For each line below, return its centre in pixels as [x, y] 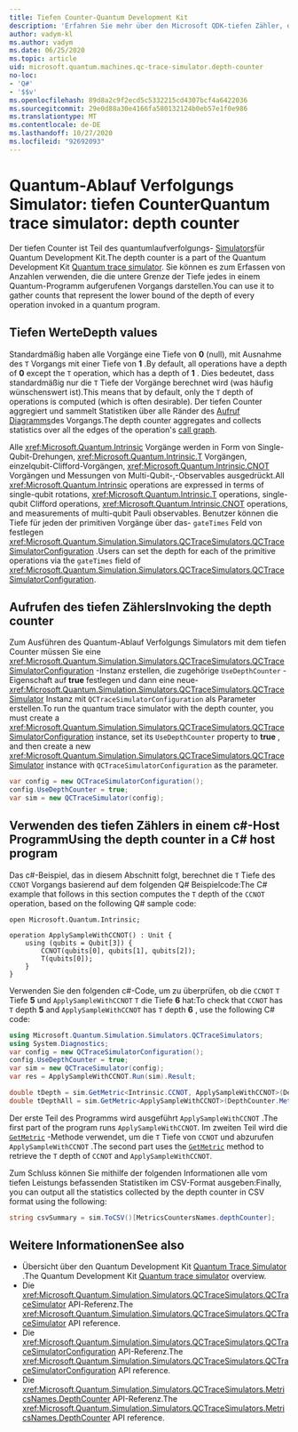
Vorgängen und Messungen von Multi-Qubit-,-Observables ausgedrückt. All [147, 475]
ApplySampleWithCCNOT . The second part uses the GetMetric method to [137, 1146]
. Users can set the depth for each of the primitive [186, 551]
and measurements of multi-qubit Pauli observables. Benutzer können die [144, 513]
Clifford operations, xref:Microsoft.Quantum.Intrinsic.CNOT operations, [159, 503]
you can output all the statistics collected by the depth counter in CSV [137, 1192]
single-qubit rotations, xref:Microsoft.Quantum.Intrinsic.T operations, [135, 494]
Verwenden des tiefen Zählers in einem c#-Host [145, 826]
